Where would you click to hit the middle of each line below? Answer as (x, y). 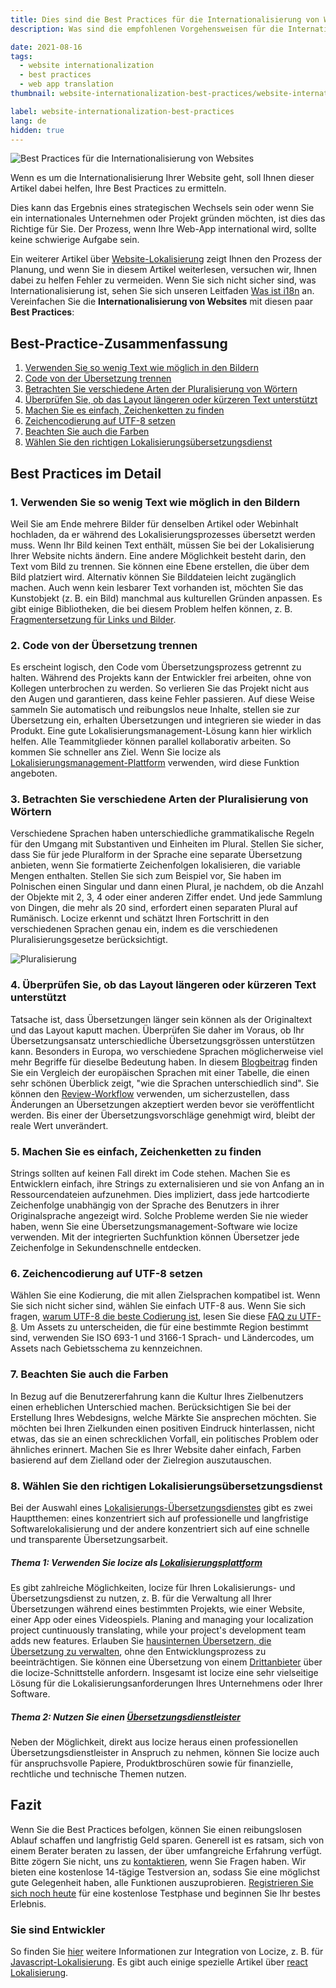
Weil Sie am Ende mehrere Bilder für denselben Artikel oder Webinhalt (154, 523)
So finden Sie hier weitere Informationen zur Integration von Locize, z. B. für (167, 1951)
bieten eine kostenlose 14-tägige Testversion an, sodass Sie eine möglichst (165, 1872)
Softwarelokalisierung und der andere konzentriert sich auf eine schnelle (160, 1528)
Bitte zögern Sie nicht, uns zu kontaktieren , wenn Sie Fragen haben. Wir (158, 1861)
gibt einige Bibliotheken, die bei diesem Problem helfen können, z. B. (151, 608)
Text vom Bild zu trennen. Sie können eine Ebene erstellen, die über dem (160, 566)
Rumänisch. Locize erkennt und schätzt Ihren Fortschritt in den (140, 918)
